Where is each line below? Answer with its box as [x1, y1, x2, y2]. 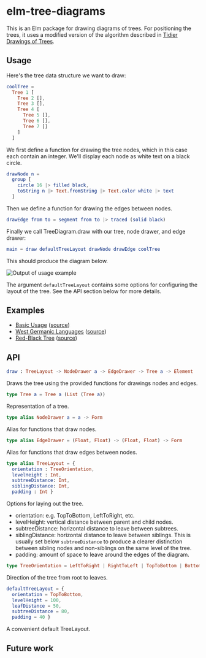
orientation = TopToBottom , [12, 591, 84, 597]
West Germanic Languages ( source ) [15, 328, 107, 335]
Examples [6, 305, 45, 316]
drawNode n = [6, 170, 40, 177]
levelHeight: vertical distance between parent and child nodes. [15, 518, 174, 526]
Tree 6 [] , [22, 118, 51, 124]
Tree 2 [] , [17, 95, 45, 101]
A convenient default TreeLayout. [6, 625, 91, 633]
